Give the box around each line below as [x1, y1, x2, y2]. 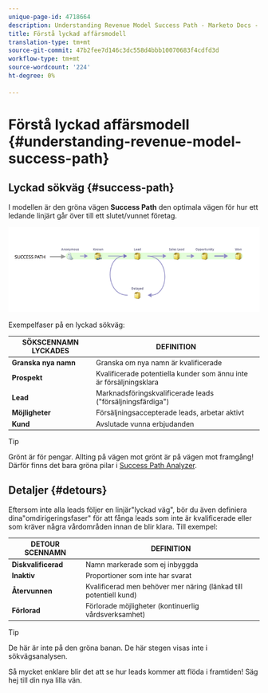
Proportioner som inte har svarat [85, 570, 192, 580]
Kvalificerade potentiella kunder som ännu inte [95, 368, 249, 378]
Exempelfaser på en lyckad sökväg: [8, 320, 125, 329]
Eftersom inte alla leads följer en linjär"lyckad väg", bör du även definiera [8, 505, 247, 514]
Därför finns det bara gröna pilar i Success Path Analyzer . [8, 461, 197, 471]
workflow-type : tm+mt [8, 55, 81, 63]
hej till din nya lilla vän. [8, 675, 82, 685]
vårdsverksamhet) [85, 610, 146, 620]
